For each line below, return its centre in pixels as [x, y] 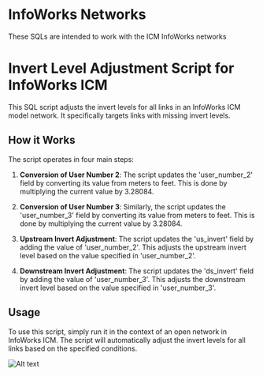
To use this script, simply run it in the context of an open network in [117, 331]
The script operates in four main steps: [71, 159]
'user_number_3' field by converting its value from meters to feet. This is [137, 215]
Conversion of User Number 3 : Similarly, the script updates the [122, 206]
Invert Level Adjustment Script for [121, 68]
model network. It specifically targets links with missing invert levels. [119, 115]
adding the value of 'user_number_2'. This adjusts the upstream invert [133, 247]
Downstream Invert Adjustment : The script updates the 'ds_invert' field [137, 271]
